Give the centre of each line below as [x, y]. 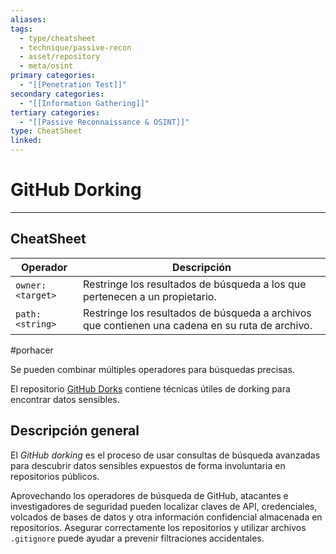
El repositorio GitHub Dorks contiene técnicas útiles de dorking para [150, 388]
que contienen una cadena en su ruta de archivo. [198, 325]
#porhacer [32, 350]
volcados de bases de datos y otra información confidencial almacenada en [166, 517]
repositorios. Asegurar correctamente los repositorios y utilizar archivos [158, 527]
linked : [26, 141]
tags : [21, 29]
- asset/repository [60, 57]
